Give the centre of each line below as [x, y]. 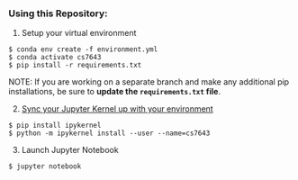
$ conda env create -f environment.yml [83, 49]
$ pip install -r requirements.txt [75, 66]
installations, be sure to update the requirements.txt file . [115, 92]
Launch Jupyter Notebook [70, 150]
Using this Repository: [58, 13]
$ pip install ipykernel [55, 126]
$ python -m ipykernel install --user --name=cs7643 [109, 133]
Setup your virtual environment [79, 33]
